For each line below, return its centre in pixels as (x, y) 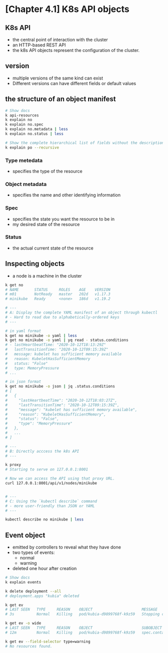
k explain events (23, 582)
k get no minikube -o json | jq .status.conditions (60, 386)
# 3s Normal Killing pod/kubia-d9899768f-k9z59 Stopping (82, 614)
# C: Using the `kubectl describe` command (51, 501)
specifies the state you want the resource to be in (63, 219)
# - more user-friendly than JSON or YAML (50, 506)
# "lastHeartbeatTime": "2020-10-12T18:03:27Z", (61, 400)
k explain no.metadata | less (37, 129)
